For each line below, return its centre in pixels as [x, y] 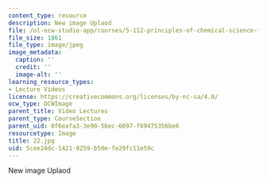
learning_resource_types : [51, 82]
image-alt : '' [39, 74]
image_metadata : [35, 52]
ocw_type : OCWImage [41, 104]
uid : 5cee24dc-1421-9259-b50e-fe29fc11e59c [81, 148]
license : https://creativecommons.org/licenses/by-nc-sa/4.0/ [113, 97]
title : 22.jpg [32, 141]
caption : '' [35, 60]
